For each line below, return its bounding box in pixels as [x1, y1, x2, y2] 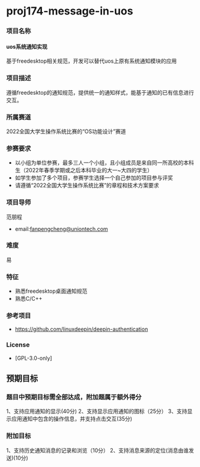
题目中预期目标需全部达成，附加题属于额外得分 [6, 393, 142, 401]
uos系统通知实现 [6, 43, 48, 50]
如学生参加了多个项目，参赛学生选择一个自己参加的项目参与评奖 [14, 174, 173, 181]
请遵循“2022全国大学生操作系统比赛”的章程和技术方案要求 [14, 182, 159, 189]
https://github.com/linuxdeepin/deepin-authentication [14, 325, 148, 333]
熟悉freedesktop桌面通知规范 [14, 287, 88, 295]
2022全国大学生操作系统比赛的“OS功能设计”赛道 [6, 128, 126, 135]
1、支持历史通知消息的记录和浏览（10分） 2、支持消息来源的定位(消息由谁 [6, 447, 189, 454]
